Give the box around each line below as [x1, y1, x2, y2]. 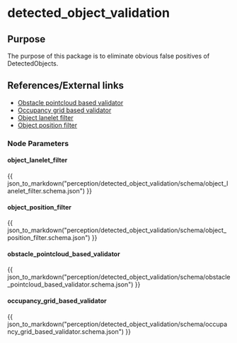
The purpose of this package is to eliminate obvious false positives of [7, 52, 210, 60]
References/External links [7, 80, 125, 92]
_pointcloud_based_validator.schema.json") [7, 280, 134, 289]
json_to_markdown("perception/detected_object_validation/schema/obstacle [7, 273, 231, 282]
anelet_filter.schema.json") [7, 186, 86, 195]
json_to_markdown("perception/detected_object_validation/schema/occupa [7, 320, 228, 328]
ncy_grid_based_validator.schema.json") [7, 327, 125, 336]
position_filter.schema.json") [7, 234, 91, 242]
